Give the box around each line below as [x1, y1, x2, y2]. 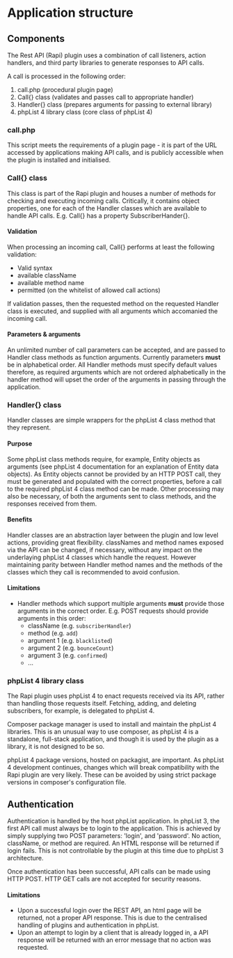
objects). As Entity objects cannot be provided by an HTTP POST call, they [7, 469, 221, 478]
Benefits [7, 515, 33, 524]
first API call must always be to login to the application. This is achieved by [7, 824, 221, 832]
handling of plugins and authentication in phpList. [17, 921, 159, 929]
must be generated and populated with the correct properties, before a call [7, 477, 222, 485]
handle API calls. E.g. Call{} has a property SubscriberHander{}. [7, 211, 190, 220]
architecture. [7, 854, 44, 862]
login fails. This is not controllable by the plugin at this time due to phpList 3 [7, 846, 224, 855]
